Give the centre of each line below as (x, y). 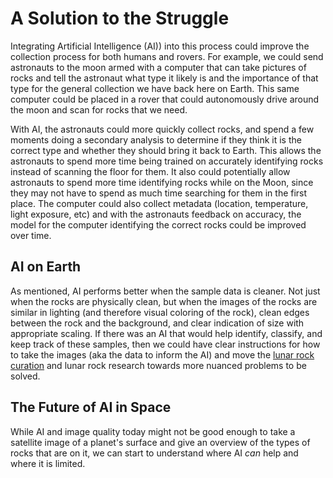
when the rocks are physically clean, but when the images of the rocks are (164, 301)
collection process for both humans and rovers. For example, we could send (167, 56)
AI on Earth (46, 267)
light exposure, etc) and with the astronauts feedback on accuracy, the (156, 214)
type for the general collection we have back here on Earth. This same (155, 88)
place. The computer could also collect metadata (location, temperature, (159, 203)
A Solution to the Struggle (120, 18)
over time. (31, 235)
